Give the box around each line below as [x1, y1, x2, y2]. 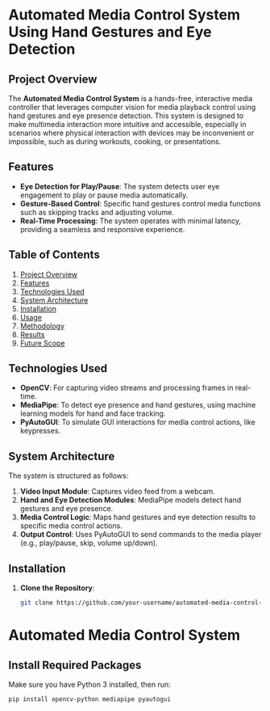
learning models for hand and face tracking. [19, 408, 166, 418]
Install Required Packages [8, 658, 142, 672]
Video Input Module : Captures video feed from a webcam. [19, 487, 215, 497]
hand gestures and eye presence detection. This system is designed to [8, 111, 244, 121]
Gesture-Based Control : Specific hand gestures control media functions [19, 198, 261, 208]
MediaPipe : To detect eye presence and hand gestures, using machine [19, 400, 256, 410]
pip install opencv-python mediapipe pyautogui [8, 695, 172, 703]
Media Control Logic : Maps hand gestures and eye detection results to [19, 512, 256, 523]
